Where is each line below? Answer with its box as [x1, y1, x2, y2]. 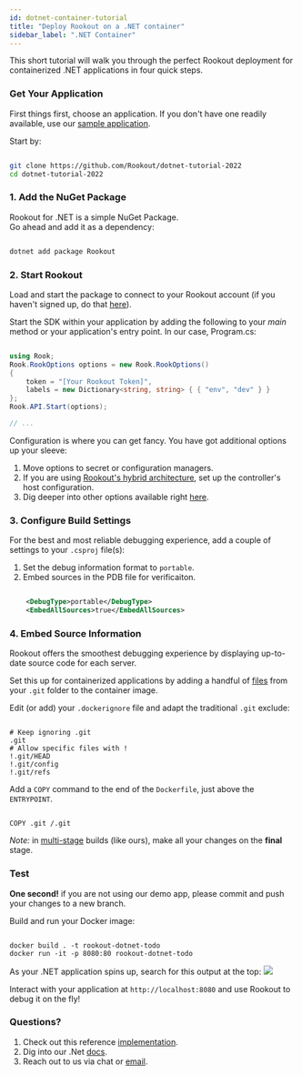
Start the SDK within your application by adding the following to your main [9, 316, 287, 327]
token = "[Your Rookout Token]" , [25, 377, 153, 387]
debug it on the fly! [9, 993, 81, 1004]
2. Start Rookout [9, 268, 84, 281]
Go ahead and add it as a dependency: [9, 221, 155, 232]
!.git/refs [9, 768, 51, 778]
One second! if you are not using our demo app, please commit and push [9, 888, 285, 899]
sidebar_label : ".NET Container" [9, 30, 136, 39]
